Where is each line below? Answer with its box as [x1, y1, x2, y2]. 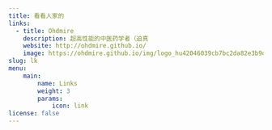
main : [23, 72, 42, 80]
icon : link [51, 102, 89, 110]
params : [37, 94, 63, 103]
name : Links [37, 79, 79, 87]
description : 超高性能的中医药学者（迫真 [23, 34, 149, 43]
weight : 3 [37, 86, 70, 95]
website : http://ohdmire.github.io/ [23, 42, 147, 50]
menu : [8, 65, 27, 73]
